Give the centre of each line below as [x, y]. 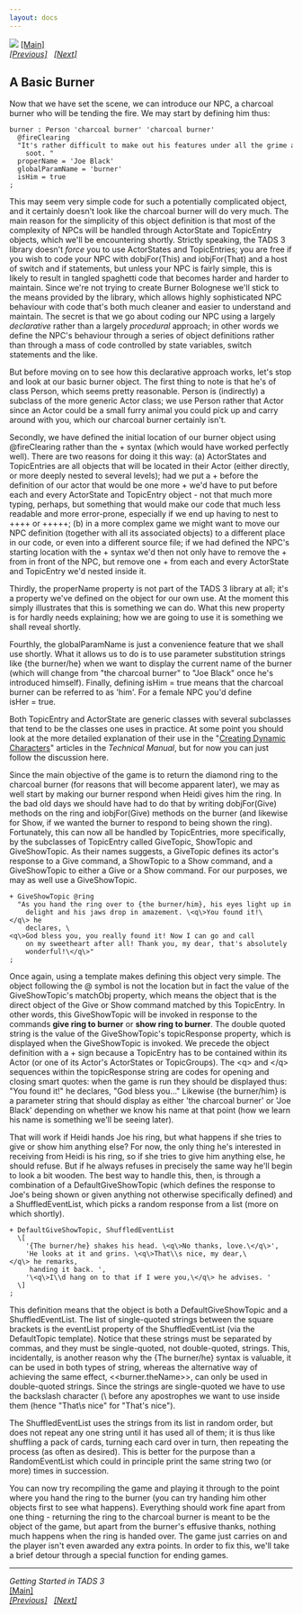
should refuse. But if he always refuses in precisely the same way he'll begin [151, 1166]
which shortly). [37, 1214]
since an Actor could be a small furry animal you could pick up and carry [144, 410]
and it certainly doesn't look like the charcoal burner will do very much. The [149, 212]
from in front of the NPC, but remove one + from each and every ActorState [149, 562]
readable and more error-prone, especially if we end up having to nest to [144, 514]
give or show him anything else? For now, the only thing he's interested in [145, 1147]
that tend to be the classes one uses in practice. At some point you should [147, 729]
